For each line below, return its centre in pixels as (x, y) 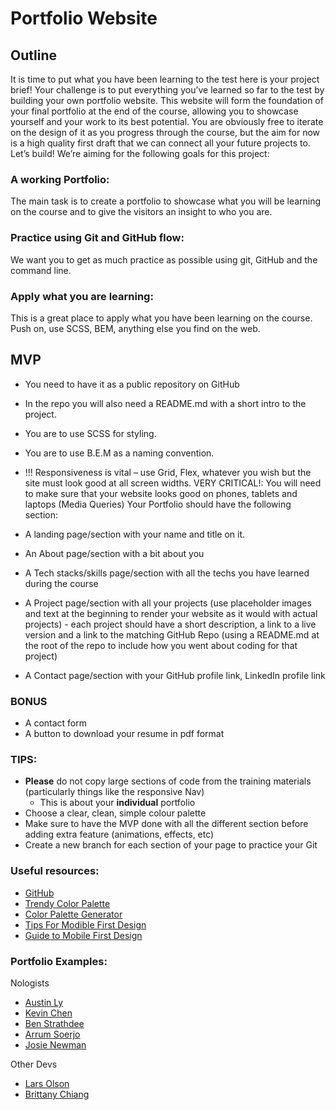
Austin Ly (44, 1002)
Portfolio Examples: (59, 961)
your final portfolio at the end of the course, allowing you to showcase (154, 111)
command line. (41, 270)
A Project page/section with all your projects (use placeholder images (168, 603)
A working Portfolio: (60, 179)
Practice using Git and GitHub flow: (97, 238)
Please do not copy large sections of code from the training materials (168, 781)
